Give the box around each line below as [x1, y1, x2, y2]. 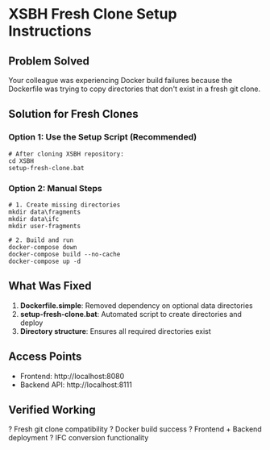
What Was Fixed [8, 279, 92, 293]
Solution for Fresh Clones [8, 107, 139, 121]
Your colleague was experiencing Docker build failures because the [8, 76, 233, 85]
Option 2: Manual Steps [8, 182, 102, 194]
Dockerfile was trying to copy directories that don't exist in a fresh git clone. [8, 84, 261, 94]
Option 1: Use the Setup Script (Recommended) [8, 131, 197, 143]
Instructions [8, 22, 92, 40]
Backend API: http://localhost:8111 [19, 380, 133, 390]
